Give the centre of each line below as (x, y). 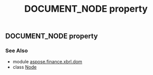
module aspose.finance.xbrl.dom (48, 62)
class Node (25, 67)
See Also (17, 51)
